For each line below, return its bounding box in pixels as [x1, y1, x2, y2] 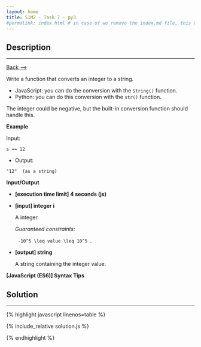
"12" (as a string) [6, 169, 58, 175]
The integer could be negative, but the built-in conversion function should [6, 105, 188, 112]
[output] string [14, 249, 53, 256]
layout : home [6, 8, 39, 15]
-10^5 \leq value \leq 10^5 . [17, 237, 92, 244]
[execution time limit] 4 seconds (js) [14, 190, 106, 198]
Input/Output [6, 179, 40, 186]
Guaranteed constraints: [14, 226, 75, 233]
